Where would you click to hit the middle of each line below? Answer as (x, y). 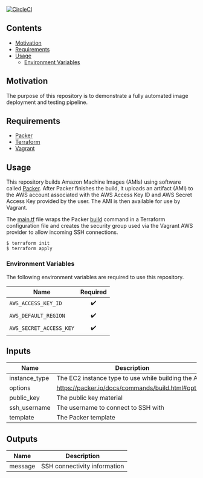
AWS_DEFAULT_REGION (37, 316)
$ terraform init (28, 244)
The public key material (89, 398)
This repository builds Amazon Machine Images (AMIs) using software (94, 182)
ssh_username (30, 408)
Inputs (19, 351)
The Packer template (86, 418)
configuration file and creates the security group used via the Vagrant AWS (100, 226)
